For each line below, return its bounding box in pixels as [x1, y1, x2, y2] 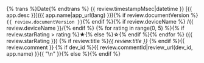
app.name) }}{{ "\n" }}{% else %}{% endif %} [6, 50, 121, 57]
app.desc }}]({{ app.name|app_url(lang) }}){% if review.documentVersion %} [6, 12, 199, 19]
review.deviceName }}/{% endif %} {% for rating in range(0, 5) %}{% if [6, 24, 185, 31]
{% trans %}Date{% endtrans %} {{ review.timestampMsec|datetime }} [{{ [6, 5, 192, 12]
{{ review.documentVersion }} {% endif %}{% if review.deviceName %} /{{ [6, 18, 194, 25]
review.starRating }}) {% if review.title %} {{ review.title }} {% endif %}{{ [6, 38, 185, 44]
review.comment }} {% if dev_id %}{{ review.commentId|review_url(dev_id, [6, 44, 193, 51]
